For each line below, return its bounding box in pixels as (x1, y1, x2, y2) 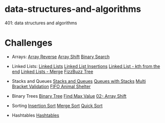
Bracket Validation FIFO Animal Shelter (11, 83, 91, 89)
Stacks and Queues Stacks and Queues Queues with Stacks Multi (11, 78, 146, 84)
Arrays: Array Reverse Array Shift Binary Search (11, 54, 110, 60)
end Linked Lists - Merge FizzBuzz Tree (11, 68, 94, 74)
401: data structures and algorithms (4, 20, 77, 26)
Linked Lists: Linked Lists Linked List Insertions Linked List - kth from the (11, 63, 161, 69)
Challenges (4, 37, 53, 49)
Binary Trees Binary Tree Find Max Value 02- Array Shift (11, 93, 127, 99)
